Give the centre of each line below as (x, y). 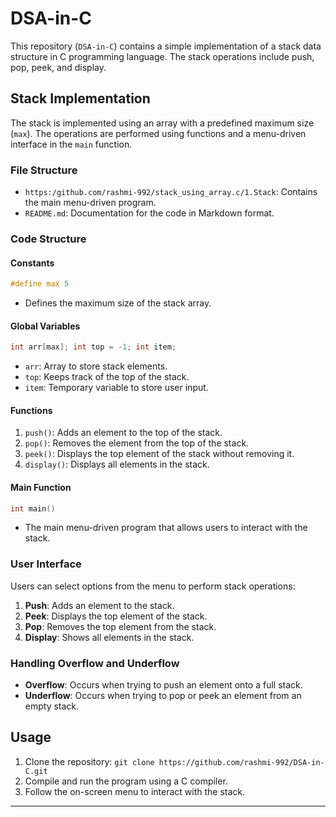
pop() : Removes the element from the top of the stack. (137, 443)
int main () (33, 508)
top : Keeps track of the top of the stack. (107, 377)
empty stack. (52, 706)
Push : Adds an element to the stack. (99, 605)
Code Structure (48, 239)
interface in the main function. (71, 144)
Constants (32, 263)
